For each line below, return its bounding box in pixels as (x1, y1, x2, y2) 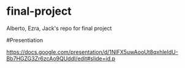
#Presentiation (6, 36, 43, 43)
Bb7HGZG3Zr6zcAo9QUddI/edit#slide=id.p (6, 55, 115, 62)
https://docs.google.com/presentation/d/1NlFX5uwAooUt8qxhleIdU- (6, 48, 179, 56)
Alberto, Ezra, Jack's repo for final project (6, 25, 112, 32)
